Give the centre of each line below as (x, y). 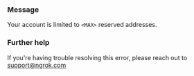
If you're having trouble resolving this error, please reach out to (97, 57)
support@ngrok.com (37, 65)
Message (23, 10)
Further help (28, 43)
